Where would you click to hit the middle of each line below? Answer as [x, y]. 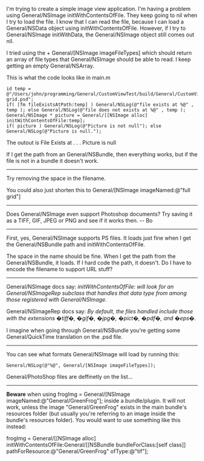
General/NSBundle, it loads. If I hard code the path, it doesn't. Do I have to [99, 263]
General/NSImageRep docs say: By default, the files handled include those [100, 311]
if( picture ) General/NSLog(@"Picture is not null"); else [84, 126]
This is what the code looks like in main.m [59, 78]
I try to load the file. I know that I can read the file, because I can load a [95, 22]
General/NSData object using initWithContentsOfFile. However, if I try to [96, 28]
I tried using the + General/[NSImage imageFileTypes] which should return [99, 53]
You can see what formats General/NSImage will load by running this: [93, 354]
